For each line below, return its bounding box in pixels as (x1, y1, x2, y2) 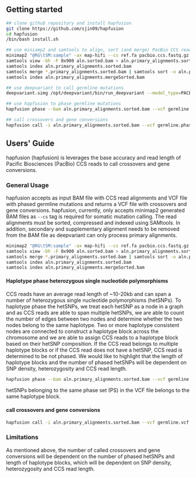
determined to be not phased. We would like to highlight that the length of (6, 352, 183, 359)
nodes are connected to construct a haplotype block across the (6, 328, 159, 335)
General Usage (6, 181, 49, 189)
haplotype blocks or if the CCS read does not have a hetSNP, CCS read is (6, 346, 183, 353)
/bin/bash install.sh (6, 36, 59, 43)
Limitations (6, 433, 39, 441)
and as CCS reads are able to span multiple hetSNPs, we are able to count (6, 309, 184, 316)
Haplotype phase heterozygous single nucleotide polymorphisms (6, 277, 169, 284)
